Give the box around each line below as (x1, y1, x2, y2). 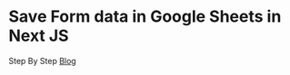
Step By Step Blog (8, 55, 76, 66)
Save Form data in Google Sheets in (8, 6, 282, 27)
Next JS (8, 25, 69, 46)
